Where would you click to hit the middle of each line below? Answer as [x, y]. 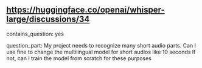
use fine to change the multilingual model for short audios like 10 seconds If [101, 52]
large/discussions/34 [48, 20]
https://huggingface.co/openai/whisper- [86, 10]
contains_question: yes [35, 34]
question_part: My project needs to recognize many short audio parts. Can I [101, 45]
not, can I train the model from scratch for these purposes [79, 58]
